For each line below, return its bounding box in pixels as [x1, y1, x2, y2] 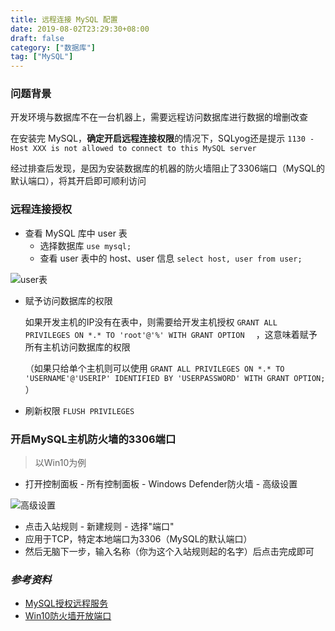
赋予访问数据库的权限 [24, 294, 113, 306]
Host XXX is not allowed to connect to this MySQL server [10, 144, 257, 154]
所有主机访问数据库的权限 [24, 341, 131, 353]
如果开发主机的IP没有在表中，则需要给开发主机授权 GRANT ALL [24, 316, 278, 328]
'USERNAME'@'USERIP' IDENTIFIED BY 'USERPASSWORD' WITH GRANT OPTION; [24, 373, 326, 383]
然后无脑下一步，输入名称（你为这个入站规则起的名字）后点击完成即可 [24, 546, 315, 558]
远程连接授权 [10, 202, 73, 216]
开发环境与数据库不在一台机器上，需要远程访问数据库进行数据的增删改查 [10, 111, 308, 123]
